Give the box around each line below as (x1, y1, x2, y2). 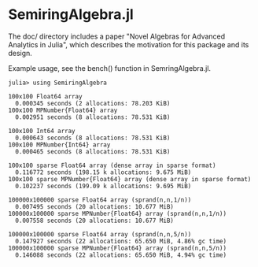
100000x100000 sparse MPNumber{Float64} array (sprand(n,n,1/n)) (8, 210, 227, 217)
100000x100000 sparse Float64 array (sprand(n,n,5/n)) (8, 230, 192, 238)
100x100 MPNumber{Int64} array (8, 140, 111, 149)
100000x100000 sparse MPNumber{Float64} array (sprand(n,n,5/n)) (8, 244, 227, 252)
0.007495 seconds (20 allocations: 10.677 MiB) (15, 202, 175, 210)
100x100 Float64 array (8, 92, 83, 100)
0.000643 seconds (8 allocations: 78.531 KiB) (15, 134, 171, 142)
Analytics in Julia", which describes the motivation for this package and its (8, 39, 249, 49)
